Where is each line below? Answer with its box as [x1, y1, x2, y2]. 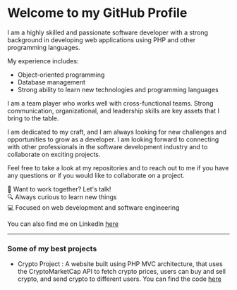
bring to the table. [7, 114, 59, 122]
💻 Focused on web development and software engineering [7, 203, 180, 212]
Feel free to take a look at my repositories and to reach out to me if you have [7, 163, 229, 172]
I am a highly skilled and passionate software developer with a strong [7, 28, 209, 37]
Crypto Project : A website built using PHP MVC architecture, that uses [17, 260, 224, 268]
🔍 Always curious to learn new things [7, 192, 117, 201]
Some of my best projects [7, 244, 97, 253]
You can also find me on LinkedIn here [7, 220, 119, 228]
